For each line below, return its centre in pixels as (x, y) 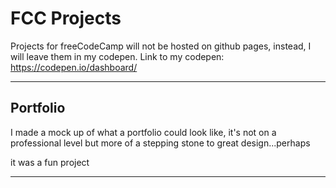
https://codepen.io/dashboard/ (74, 67)
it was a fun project (50, 162)
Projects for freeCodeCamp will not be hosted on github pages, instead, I (161, 46)
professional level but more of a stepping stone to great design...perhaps (160, 143)
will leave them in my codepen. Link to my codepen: (117, 56)
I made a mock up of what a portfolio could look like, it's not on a (143, 132)
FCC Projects (66, 18)
